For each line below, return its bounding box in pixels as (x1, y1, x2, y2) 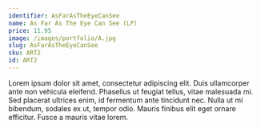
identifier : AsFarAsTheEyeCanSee (8, 11, 120, 20)
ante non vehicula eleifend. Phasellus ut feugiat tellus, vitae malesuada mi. (8, 86, 254, 96)
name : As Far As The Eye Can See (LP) (8, 19, 138, 27)
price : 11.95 (8, 26, 52, 34)
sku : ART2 (8, 49, 42, 57)
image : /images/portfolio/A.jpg (8, 34, 116, 42)
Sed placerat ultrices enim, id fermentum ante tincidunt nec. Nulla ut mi (8, 95, 243, 105)
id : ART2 (8, 57, 38, 65)
